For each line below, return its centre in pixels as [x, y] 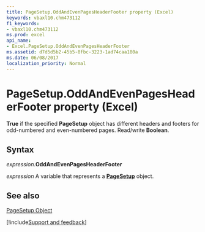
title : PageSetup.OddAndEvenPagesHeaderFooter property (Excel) [90, 12]
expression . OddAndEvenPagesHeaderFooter [64, 164]
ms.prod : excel [26, 35]
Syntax [20, 149]
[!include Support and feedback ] [47, 222]
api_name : [19, 41]
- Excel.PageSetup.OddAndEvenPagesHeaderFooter [68, 47]
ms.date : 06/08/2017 [33, 58]
